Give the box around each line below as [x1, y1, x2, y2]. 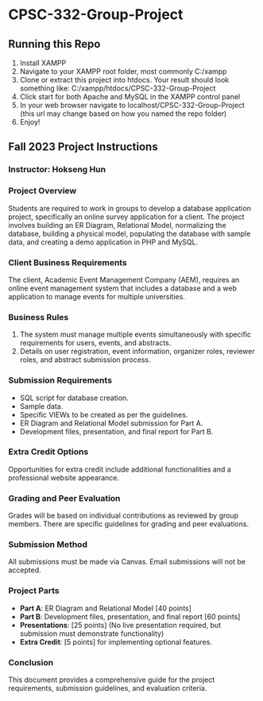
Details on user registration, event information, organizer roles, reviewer [19, 347, 256, 356]
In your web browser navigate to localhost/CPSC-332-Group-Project [19, 101, 245, 110]
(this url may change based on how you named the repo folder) [19, 109, 227, 118]
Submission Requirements [8, 375, 113, 386]
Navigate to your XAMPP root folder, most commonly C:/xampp [19, 67, 227, 76]
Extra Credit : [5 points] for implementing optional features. [19, 637, 213, 646]
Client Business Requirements [8, 256, 127, 268]
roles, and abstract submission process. [19, 355, 151, 364]
